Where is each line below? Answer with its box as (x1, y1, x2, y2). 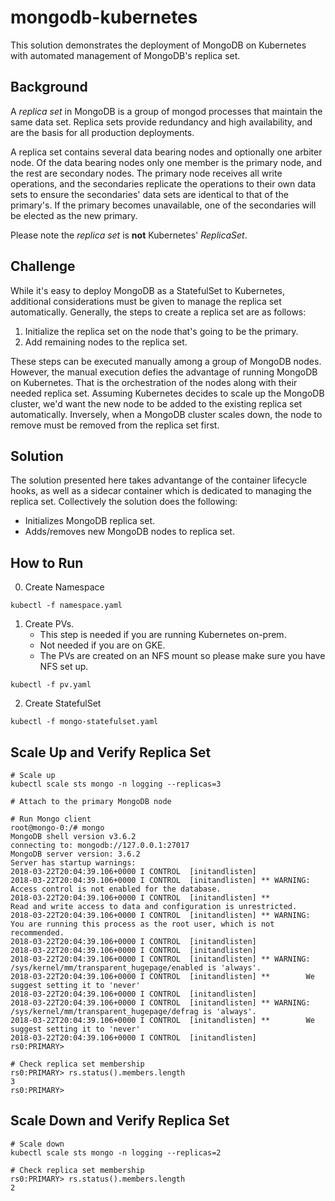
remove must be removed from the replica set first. (10, 419, 220, 431)
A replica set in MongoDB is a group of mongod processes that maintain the (10, 105, 323, 117)
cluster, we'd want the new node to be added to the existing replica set (10, 397, 303, 410)
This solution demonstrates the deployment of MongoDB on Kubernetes (10, 39, 307, 51)
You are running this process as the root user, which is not (10, 919, 275, 929)
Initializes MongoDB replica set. (24, 515, 155, 527)
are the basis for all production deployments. (10, 126, 195, 138)
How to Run (10, 554, 84, 571)
